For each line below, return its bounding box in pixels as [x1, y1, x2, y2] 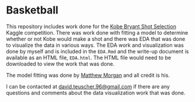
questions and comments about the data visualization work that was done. [6, 89, 186, 96]
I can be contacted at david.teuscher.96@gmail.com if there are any [6, 83, 170, 90]
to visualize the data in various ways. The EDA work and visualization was [6, 42, 184, 49]
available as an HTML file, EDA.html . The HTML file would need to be [6, 54, 172, 61]
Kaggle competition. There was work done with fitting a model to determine [6, 29, 189, 36]
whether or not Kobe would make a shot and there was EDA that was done [6, 35, 186, 42]
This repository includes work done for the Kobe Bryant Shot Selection [6, 23, 177, 30]
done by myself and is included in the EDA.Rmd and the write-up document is [6, 47, 189, 55]
